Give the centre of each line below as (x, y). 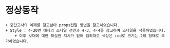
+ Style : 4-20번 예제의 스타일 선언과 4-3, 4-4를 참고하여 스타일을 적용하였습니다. (86, 30)
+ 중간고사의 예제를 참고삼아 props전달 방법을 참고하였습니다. (62, 25)
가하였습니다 (16, 41)
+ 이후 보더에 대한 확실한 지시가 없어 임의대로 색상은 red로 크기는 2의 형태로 (87, 36)
